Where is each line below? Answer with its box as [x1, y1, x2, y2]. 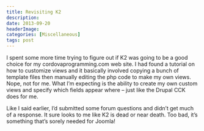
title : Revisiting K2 [6, 9, 62, 15]
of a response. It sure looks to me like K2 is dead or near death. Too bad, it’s [6, 111, 198, 118]
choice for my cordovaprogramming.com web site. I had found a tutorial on [6, 60, 195, 68]
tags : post [6, 37, 34, 43]
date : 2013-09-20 [6, 20, 51, 26]
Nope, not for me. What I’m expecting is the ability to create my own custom [6, 80, 198, 87]
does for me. [6, 93, 38, 100]
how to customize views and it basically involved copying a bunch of [6, 67, 179, 74]
